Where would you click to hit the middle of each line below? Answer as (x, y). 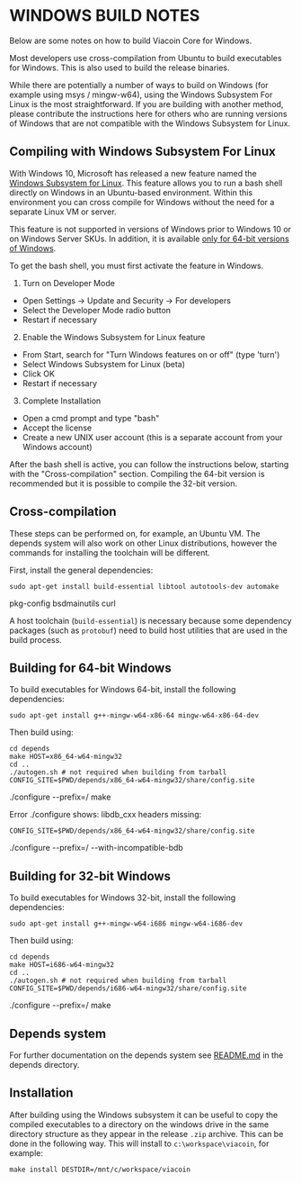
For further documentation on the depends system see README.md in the (146, 1055)
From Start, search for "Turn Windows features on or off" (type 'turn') (151, 354)
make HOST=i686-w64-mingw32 (62, 965)
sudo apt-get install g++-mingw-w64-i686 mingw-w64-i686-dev (126, 924)
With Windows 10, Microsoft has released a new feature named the (133, 173)
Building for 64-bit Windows (91, 668)
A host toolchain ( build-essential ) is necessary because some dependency (150, 620)
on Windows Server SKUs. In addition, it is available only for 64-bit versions (149, 239)
